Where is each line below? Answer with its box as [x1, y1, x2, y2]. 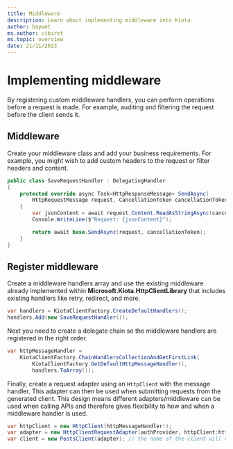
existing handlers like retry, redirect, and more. [7, 294, 141, 303]
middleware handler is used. [7, 409, 88, 418]
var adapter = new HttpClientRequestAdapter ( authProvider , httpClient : [7, 429, 218, 436]
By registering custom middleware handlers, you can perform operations [7, 95, 215, 104]
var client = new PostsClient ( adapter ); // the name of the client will [7, 436, 222, 443]
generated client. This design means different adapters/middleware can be [7, 394, 221, 402]
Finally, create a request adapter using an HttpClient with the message [7, 379, 211, 388]
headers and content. [7, 164, 69, 172]
